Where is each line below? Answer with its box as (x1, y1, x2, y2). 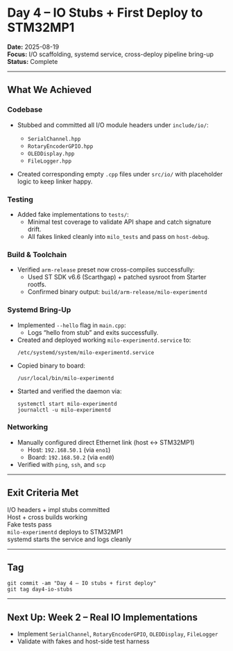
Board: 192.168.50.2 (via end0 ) (27, 453, 114, 461)
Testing (7, 195, 33, 204)
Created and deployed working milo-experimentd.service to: (17, 336, 191, 344)
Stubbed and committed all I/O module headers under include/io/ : (17, 120, 209, 129)
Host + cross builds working (7, 513, 88, 521)
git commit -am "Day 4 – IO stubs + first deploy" (7, 580, 157, 587)
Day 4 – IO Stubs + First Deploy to (7, 5, 203, 21)
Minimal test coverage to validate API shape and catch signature (27, 217, 212, 226)
